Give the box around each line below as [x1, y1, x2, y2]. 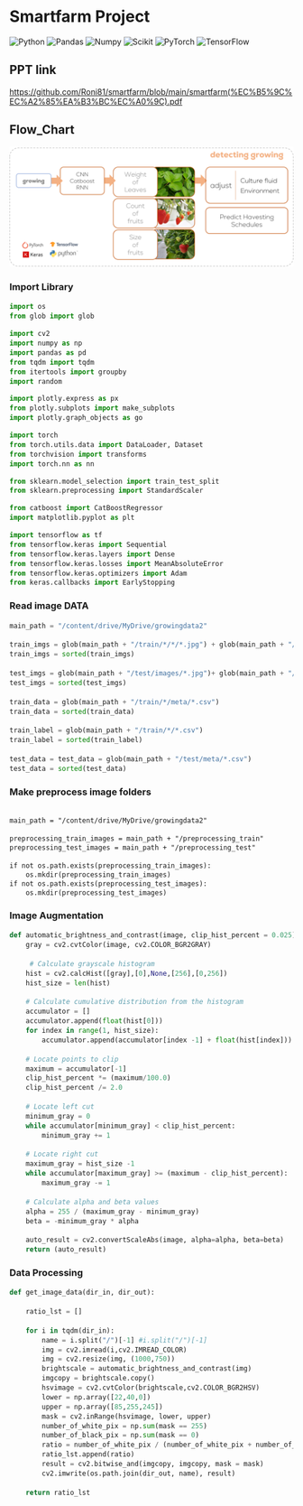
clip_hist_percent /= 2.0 [25, 1083, 124, 1092]
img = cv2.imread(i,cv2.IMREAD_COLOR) [41, 1345, 188, 1354]
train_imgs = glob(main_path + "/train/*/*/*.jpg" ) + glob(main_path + [9, 640, 284, 649]
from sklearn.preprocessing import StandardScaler [9, 486, 204, 496]
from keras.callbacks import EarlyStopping [9, 578, 176, 588]
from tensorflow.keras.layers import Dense [9, 549, 176, 559]
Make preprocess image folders [9, 786, 151, 798]
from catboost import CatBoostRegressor [9, 504, 164, 513]
